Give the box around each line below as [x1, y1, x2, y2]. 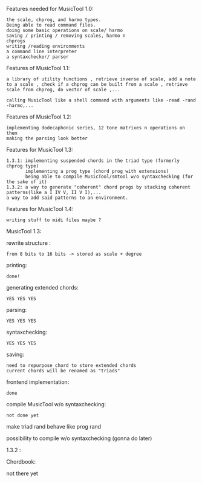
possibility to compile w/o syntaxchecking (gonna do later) [6, 435, 152, 442]
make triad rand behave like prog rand [6, 423, 102, 430]
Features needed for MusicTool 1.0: [6, 5, 94, 12]
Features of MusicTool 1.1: [6, 65, 70, 71]
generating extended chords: [6, 284, 79, 291]
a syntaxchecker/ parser [6, 54, 69, 60]
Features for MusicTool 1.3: [6, 146, 74, 153]
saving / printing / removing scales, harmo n [6, 33, 126, 39]
